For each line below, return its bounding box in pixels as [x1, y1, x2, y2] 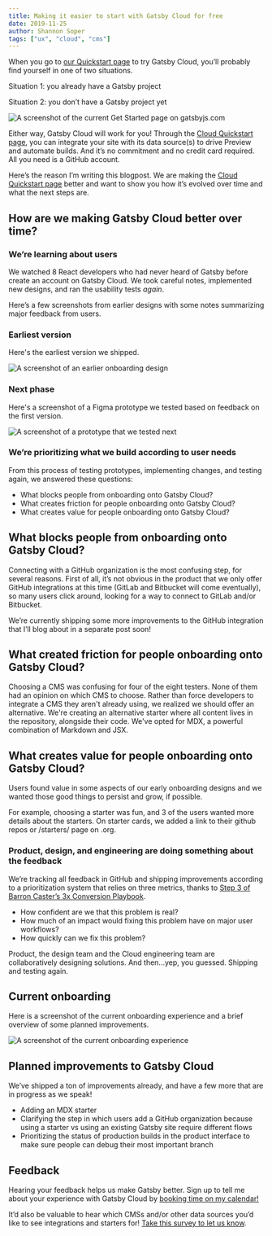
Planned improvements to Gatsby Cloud [8, 1059, 214, 1073]
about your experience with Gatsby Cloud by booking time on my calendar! [8, 1194, 260, 1203]
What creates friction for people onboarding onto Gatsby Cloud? [19, 498, 235, 508]
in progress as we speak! [8, 1089, 93, 1099]
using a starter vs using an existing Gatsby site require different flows [19, 1123, 253, 1133]
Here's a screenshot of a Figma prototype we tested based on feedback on [8, 402, 260, 412]
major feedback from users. [8, 309, 101, 318]
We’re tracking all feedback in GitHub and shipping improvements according [8, 874, 264, 883]
